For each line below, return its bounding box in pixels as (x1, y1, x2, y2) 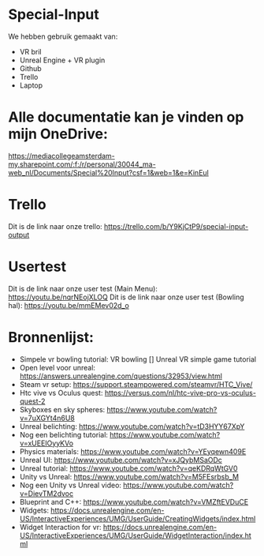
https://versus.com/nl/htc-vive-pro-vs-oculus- (104, 388, 256, 397)
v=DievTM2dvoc (19, 488, 74, 498)
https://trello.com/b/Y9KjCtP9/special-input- (103, 221, 249, 231)
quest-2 (19, 396, 46, 406)
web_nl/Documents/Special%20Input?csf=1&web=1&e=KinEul (8, 167, 209, 177)
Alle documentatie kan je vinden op (8, 108, 244, 126)
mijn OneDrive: (8, 125, 109, 143)
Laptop (19, 81, 43, 90)
